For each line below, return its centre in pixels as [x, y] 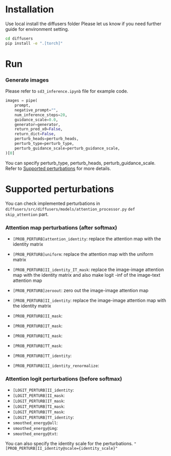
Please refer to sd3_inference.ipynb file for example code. [67, 91]
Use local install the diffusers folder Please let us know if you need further [83, 24]
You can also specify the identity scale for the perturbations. [69, 444]
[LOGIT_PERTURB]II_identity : [43, 390]
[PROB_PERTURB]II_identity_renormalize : [56, 365]
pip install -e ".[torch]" [34, 43]
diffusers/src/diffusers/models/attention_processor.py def [70, 209]
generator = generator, [37, 124]
